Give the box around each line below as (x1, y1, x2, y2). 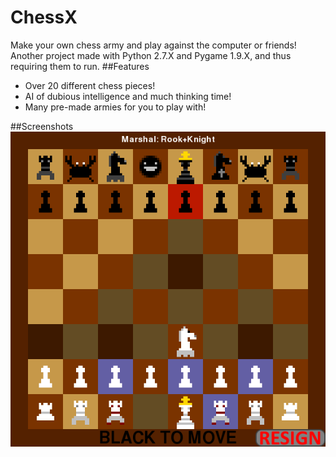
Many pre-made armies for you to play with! (24, 101, 207, 113)
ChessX (10, 6, 78, 29)
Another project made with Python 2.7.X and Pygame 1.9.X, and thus (10, 49, 292, 61)
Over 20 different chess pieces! (24, 79, 156, 91)
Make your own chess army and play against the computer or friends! (10, 39, 297, 51)
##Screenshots (10, 120, 74, 132)
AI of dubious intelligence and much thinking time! (24, 90, 232, 102)
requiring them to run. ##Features (10, 60, 150, 72)
